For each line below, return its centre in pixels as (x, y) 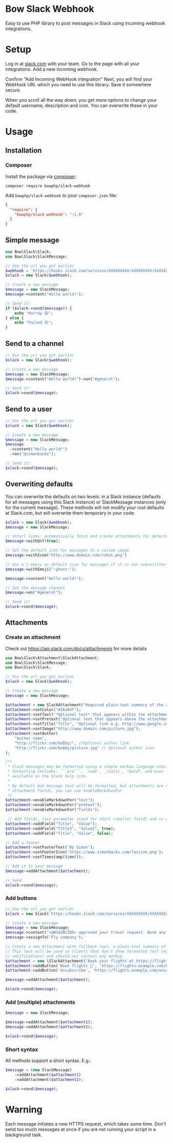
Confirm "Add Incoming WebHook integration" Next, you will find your (79, 79)
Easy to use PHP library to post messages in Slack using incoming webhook (85, 23)
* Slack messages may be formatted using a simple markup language (81, 767)
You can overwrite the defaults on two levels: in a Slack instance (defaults (83, 496)
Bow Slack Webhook (50, 9)
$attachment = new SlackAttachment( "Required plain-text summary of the (84, 705)
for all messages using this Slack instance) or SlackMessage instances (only (86, 502)
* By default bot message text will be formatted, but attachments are (85, 786)
